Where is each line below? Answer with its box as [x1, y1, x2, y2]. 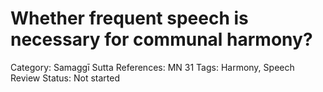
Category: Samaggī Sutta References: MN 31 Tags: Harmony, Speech [10, 61, 295, 73]
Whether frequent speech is [10, 7, 249, 30]
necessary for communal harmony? [10, 28, 313, 51]
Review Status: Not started [10, 72, 120, 84]
